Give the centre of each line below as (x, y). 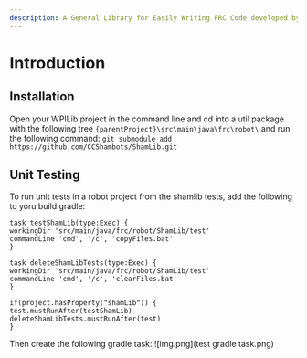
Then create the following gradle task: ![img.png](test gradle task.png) (142, 344)
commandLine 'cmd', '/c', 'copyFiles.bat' (91, 239)
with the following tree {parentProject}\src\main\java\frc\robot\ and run (150, 128)
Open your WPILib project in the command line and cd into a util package (147, 119)
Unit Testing (45, 175)
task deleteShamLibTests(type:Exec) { (83, 263)
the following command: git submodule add (90, 138)
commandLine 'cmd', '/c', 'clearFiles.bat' (94, 279)
